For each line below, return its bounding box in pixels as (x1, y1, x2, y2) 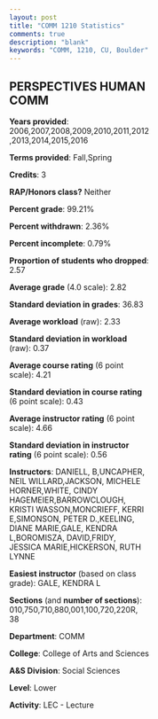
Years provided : (9, 116, 69, 127)
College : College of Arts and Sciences (9, 648, 149, 659)
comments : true (9, 29, 66, 38)
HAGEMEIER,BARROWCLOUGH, (9, 494, 126, 505)
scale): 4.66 (9, 422, 53, 433)
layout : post (9, 12, 58, 22)
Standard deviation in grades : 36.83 (9, 299, 144, 309)
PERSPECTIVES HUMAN (9, 79, 146, 94)
